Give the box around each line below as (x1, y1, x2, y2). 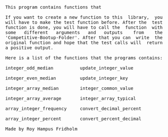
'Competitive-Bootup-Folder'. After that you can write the (5, 35, 163, 40)
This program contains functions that (5, 5, 102, 10)
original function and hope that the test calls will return (5, 40, 163, 45)
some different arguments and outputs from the (5, 30, 163, 35)
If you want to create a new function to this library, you (5, 15, 163, 20)
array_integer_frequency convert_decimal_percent (5, 106, 142, 111)
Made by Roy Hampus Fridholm (5, 126, 77, 131)
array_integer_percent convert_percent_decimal (5, 116, 142, 121)
